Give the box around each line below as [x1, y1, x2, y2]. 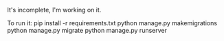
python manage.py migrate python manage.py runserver [7, 27, 167, 34]
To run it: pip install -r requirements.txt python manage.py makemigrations [7, 19, 218, 27]
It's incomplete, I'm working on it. [7, 6, 102, 14]
